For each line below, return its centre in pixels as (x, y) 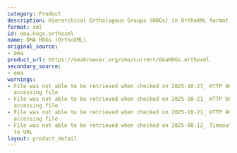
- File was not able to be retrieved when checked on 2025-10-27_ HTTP (115, 86)
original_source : (33, 47)
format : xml (25, 27)
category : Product (34, 14)
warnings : (22, 79)
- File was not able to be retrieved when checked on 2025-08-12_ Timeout (120, 125)
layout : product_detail (42, 138)
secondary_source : (34, 66)
